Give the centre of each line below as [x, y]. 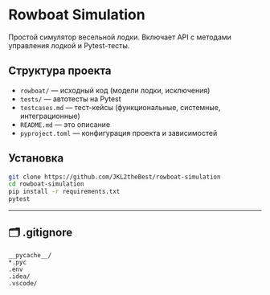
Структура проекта [60, 71]
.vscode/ [23, 283]
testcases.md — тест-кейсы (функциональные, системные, [120, 107]
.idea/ [19, 276]
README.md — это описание [65, 124]
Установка [36, 158]
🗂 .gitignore [41, 233]
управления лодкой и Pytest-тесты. [69, 45]
